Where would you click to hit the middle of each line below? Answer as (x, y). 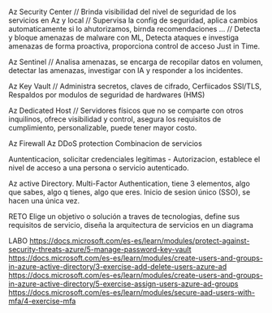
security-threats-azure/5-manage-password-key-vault (100, 249)
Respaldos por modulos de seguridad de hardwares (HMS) (107, 95)
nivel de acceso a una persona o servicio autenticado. (99, 168)
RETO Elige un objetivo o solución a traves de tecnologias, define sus (124, 217)
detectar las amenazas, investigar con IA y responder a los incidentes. (126, 71)
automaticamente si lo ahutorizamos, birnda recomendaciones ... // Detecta (135, 29)
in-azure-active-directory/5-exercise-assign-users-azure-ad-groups (123, 284)
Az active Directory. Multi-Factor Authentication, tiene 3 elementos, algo (129, 183)
